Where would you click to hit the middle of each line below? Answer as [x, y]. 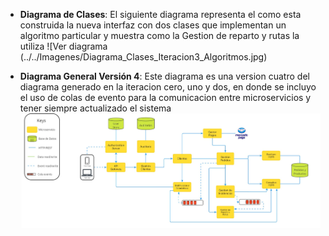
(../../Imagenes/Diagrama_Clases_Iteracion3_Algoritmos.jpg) [143, 57]
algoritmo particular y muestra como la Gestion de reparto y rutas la [159, 35]
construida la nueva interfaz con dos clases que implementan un [153, 25]
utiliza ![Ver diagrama [63, 46]
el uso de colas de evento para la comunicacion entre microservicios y [165, 97]
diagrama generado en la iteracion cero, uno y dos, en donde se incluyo [168, 87]
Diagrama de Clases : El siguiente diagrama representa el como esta [160, 14]
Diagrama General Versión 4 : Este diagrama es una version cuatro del [164, 76]
